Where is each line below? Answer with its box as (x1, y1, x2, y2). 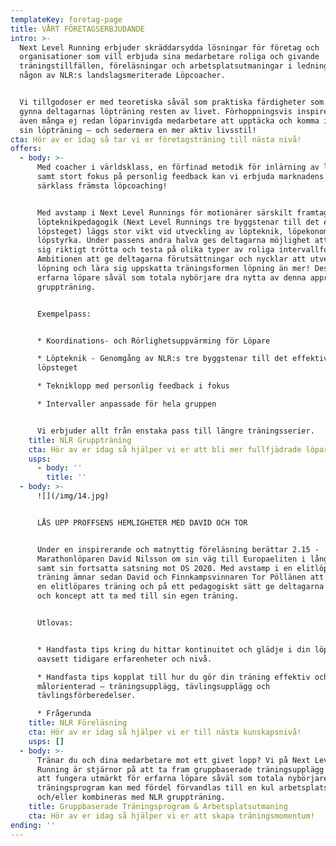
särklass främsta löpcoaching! (36, 181, 168, 191)
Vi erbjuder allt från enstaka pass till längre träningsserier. (36, 426, 315, 436)
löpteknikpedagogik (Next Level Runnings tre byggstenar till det (36, 217, 320, 227)
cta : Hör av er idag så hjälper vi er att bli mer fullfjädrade (28, 444, 302, 455)
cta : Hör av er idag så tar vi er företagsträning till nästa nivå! (10, 134, 302, 145)
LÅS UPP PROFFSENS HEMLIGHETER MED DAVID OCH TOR (36, 517, 248, 528)
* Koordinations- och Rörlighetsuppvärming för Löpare (36, 336, 271, 346)
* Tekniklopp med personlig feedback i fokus (36, 381, 230, 391)
